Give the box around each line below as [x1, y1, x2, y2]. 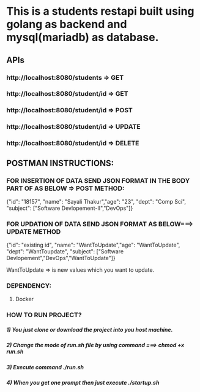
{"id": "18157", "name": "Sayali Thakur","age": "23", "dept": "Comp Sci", [6, 198, 187, 205]
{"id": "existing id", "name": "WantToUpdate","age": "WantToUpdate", [6, 241, 180, 249]
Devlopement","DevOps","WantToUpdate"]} [6, 255, 116, 262]
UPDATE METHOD [6, 227, 61, 236]
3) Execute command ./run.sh [6, 363, 84, 371]
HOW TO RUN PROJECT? [6, 311, 82, 320]
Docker [15, 296, 34, 303]
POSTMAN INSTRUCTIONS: [6, 158, 114, 168]
